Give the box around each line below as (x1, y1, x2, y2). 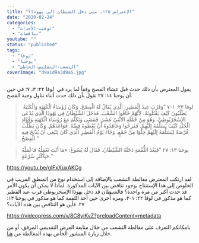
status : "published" (7, 42, 58, 48)
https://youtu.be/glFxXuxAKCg (7, 164, 82, 171)
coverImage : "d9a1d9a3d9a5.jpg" (7, 69, 87, 75)
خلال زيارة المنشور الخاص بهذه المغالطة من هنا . (7, 230, 112, 237)
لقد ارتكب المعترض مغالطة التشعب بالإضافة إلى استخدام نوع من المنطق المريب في (7, 175, 192, 183)
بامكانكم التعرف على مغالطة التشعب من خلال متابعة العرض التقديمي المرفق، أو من (7, 223, 191, 231)
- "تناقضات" (12, 31, 42, 37)
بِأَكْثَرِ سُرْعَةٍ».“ (21, 152, 53, 160)
